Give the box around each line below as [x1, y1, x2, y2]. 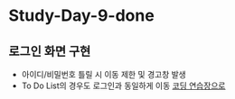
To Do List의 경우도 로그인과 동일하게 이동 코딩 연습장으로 [21, 80, 226, 91]
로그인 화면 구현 [8, 43, 91, 58]
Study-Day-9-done [8, 5, 155, 26]
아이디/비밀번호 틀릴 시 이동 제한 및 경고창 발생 [21, 69, 187, 79]
